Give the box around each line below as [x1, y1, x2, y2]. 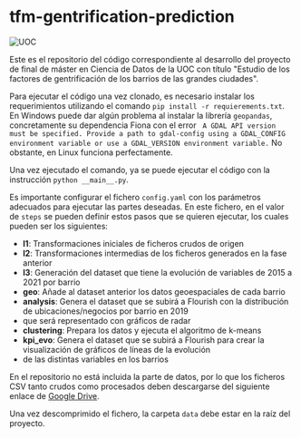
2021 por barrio [22, 277, 81, 287]
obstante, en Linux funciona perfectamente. [9, 147, 174, 158]
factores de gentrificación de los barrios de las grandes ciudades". [9, 73, 259, 83]
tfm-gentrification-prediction [9, 6, 236, 27]
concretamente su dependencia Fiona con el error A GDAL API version [9, 120, 277, 131]
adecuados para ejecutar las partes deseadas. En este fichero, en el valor [9, 201, 285, 212]
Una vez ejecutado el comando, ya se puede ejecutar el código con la [9, 164, 270, 175]
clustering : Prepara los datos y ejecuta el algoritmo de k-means [22, 325, 262, 336]
